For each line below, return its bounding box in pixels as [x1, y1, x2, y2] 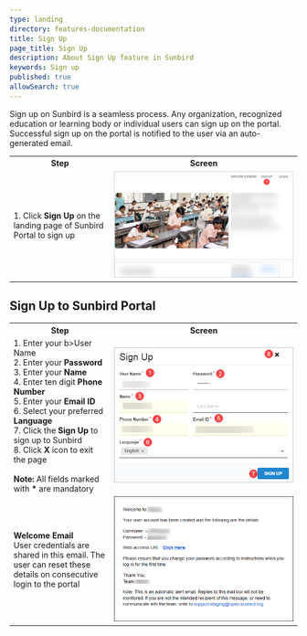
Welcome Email [13, 530, 74, 541]
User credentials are [13, 540, 90, 551]
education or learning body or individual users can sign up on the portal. [9, 118, 281, 129]
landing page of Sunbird [13, 219, 104, 230]
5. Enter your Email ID [13, 396, 96, 407]
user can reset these [13, 559, 91, 570]
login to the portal [13, 578, 80, 589]
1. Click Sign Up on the [13, 210, 101, 221]
